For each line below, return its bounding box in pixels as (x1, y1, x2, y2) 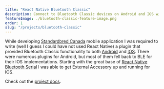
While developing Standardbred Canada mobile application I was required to (5, 38, 159, 44)
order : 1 (5, 20, 23, 26)
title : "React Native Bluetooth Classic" (5, 7, 91, 12)
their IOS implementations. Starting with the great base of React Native (5, 59, 147, 65)
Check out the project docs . (5, 78, 61, 85)
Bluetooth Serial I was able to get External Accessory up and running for (5, 64, 150, 70)
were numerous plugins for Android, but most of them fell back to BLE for (5, 54, 152, 59)
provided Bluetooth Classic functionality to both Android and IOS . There (5, 49, 149, 55)
